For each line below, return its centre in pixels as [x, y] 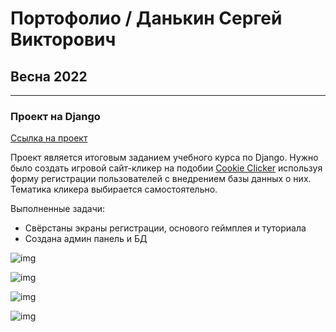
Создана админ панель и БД [86, 239]
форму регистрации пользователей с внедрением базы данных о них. [161, 179]
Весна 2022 [49, 76]
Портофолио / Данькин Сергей [146, 18]
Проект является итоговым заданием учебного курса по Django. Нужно [164, 158]
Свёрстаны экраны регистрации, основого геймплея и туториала [165, 228]
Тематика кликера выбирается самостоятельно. [114, 189]
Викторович [63, 39]
